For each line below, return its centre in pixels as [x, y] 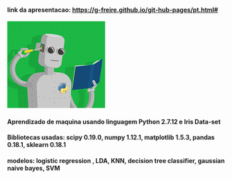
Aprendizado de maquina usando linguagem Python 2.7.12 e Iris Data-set [114, 121]
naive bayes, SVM [34, 168]
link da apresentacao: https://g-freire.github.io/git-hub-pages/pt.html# [113, 10]
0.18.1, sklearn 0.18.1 [37, 145]
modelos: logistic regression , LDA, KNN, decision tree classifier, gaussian [116, 160]
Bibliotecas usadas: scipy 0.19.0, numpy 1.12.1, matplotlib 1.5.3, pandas [111, 137]
